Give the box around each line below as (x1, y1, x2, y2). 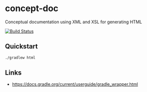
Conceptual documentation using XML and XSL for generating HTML (5, 19, 142, 25)
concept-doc (5, 3, 59, 14)
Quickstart (5, 42, 38, 51)
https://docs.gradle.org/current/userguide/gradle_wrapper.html (12, 81, 138, 87)
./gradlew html (5, 55, 36, 60)
